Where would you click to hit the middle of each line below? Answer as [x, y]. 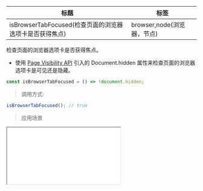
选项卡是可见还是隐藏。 [44, 70]
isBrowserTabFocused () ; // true [47, 105]
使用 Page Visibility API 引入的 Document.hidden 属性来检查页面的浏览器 [105, 63]
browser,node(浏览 [158, 25]
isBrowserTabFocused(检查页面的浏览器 [66, 25]
